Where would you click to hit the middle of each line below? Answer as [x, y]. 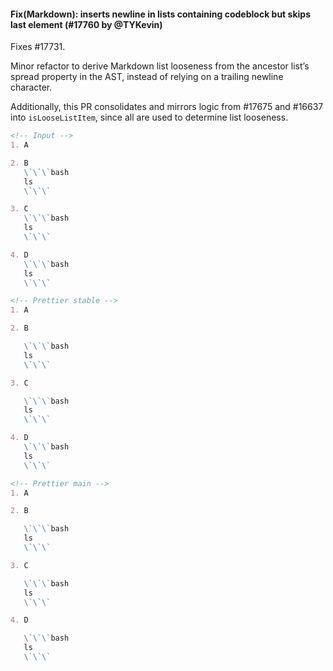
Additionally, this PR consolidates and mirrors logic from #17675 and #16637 [167, 107]
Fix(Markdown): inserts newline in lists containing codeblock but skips [160, 14]
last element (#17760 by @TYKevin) [86, 24]
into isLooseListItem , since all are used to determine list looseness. [149, 117]
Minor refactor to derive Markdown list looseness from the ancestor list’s [160, 66]
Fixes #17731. [38, 47]
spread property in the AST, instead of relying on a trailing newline [147, 77]
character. [31, 87]
